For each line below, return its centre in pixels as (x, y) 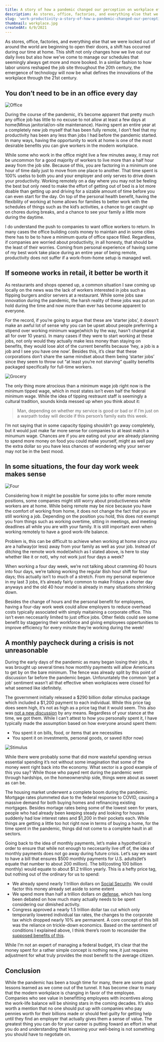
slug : (10, 19)
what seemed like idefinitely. (34, 688)
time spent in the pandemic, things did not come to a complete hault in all (79, 829)
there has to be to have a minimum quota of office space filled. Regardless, (81, 237)
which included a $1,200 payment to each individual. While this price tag (78, 702)
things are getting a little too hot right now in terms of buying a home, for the (82, 823)
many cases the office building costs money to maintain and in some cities (80, 232)
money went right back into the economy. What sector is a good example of (81, 767)
